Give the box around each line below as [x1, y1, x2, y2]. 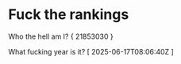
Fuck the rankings [8, 6, 129, 24]
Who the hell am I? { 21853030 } [8, 32, 114, 41]
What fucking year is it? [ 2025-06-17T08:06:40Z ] [8, 47, 175, 56]
